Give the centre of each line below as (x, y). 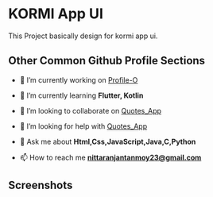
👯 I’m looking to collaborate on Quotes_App (90, 110)
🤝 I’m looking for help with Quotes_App (83, 126)
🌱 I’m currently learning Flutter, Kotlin (81, 95)
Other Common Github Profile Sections (106, 61)
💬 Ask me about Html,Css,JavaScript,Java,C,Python (108, 141)
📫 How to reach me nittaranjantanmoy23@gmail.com (110, 157)
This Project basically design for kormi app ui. (83, 36)
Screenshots (41, 185)
